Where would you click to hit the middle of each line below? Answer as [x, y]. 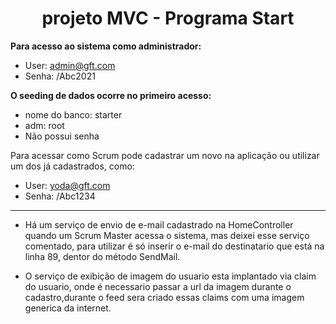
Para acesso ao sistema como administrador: [106, 46]
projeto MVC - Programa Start [168, 18]
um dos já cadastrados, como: [72, 166]
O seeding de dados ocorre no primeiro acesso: [111, 95]
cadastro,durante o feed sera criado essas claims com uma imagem [164, 297]
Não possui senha [62, 136]
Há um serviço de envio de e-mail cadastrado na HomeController [159, 224]
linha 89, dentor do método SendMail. [102, 256]
